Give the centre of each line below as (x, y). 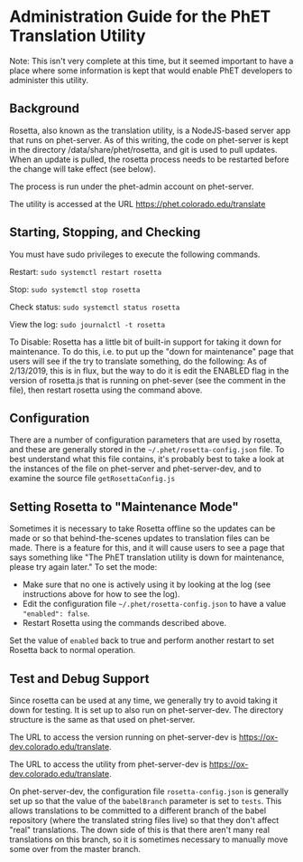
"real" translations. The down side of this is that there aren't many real (140, 830)
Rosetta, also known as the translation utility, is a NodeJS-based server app (150, 130)
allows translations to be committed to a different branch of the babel (138, 810)
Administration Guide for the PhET (140, 17)
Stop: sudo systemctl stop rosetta (75, 289)
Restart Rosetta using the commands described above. (124, 623)
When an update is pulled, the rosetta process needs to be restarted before (149, 159)
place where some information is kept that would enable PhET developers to (151, 71)
